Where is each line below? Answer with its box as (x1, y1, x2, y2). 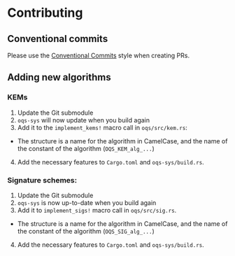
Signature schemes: (7, 175, 78, 185)
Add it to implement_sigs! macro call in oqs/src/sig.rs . (17, 206, 177, 214)
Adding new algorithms (7, 71, 111, 83)
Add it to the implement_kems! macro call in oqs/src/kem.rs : (17, 123, 187, 131)
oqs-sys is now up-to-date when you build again (17, 198, 157, 207)
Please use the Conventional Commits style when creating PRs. (7, 51, 190, 59)
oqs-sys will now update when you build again (17, 115, 150, 124)
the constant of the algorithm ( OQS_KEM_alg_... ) (17, 144, 155, 152)
